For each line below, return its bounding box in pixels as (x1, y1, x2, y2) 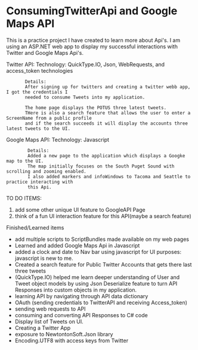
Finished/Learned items (6, 224, 64, 231)
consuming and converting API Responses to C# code (14, 311, 148, 318)
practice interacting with (6, 179, 73, 185)
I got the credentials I (6, 89, 68, 95)
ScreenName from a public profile (6, 115, 92, 121)
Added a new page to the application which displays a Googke (27, 153, 185, 159)
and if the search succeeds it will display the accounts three (24, 120, 188, 126)
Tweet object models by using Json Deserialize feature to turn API (14, 280, 178, 287)
